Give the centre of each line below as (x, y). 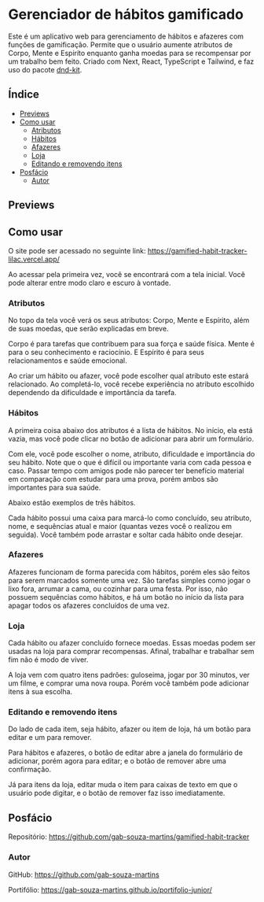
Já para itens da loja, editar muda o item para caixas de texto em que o (123, 785)
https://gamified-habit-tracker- (197, 250)
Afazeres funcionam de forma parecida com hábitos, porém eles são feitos (129, 571)
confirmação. (30, 770)
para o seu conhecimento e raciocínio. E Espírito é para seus (106, 353)
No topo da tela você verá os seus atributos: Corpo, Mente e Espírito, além (129, 320)
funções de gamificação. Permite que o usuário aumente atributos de (121, 44)
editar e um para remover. (50, 737)
